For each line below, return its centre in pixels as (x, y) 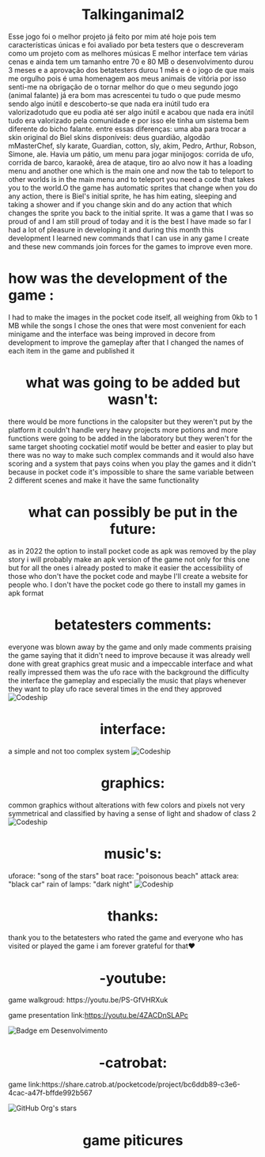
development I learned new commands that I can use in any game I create (129, 238)
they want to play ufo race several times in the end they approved (115, 689)
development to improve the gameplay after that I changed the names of (126, 342)
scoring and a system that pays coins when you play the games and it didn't (132, 463)
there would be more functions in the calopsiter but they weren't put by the (131, 422)
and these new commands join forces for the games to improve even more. (131, 246)
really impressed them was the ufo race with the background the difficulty (129, 672)
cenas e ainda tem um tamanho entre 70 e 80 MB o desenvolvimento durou (131, 62)
